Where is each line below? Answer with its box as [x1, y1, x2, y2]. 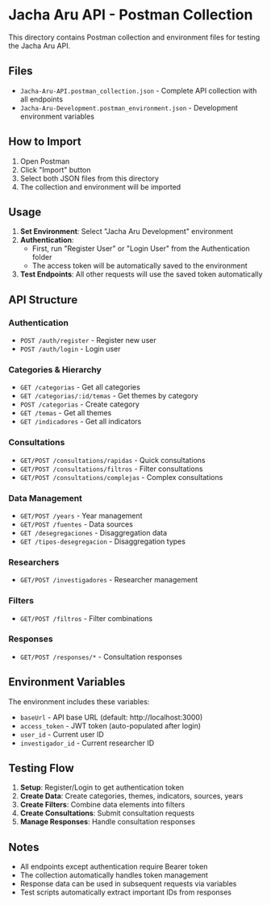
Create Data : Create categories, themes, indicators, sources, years [19, 791, 244, 801]
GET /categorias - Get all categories [19, 382, 141, 392]
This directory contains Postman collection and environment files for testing [8, 32, 261, 42]
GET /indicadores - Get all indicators [19, 417, 142, 427]
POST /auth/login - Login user [19, 344, 121, 354]
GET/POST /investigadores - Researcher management [19, 575, 198, 585]
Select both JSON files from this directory [19, 173, 160, 183]
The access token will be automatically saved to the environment [31, 261, 248, 271]
